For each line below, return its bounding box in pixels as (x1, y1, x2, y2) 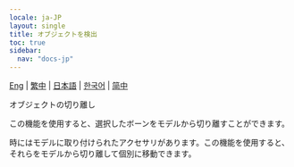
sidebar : (9, 46, 42, 55)
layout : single (9, 21, 66, 30)
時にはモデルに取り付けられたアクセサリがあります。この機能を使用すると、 (9, 138, 290, 147)
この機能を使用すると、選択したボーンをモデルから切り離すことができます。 (9, 118, 290, 129)
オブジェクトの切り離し (9, 99, 96, 110)
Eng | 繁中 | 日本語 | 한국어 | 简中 (9, 80, 129, 90)
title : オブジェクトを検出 (9, 29, 98, 38)
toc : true (9, 38, 46, 47)
